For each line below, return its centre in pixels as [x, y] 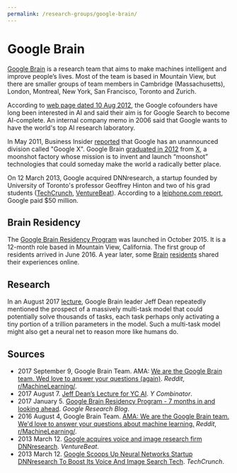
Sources [26, 354]
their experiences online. [44, 262]
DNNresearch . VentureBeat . [58, 446]
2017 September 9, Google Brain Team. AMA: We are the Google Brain [120, 371]
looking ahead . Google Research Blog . [73, 409]
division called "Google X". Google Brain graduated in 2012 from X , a [107, 149]
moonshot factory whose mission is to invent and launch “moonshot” [108, 156]
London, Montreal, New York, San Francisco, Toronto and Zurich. [102, 91]
